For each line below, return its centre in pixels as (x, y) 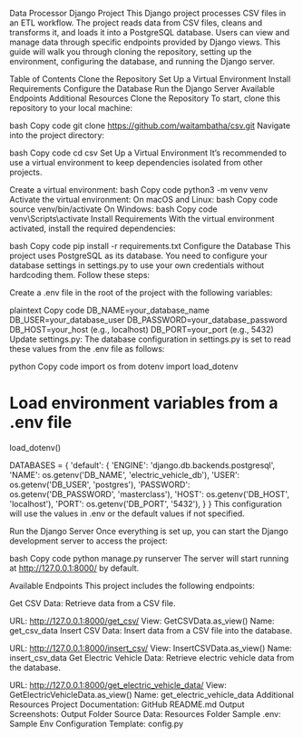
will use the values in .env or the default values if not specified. (127, 514)
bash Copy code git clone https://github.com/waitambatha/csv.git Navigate (150, 125)
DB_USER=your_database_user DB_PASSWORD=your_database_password (148, 320)
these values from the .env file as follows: (87, 349)
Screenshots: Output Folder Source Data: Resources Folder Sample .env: (145, 713)
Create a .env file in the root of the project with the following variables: (141, 293)
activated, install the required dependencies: (93, 228)
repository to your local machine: (71, 108)
